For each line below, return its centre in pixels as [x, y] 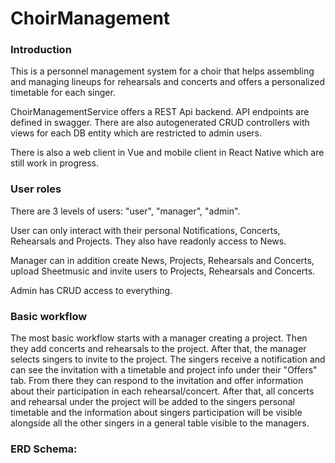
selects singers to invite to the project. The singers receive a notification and [168, 359]
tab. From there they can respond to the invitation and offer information [157, 381]
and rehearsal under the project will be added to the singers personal [153, 402]
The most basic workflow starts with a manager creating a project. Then [159, 338]
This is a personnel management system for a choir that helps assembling [162, 71]
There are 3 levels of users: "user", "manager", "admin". [125, 211]
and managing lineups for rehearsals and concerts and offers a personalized [168, 82]
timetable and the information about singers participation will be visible [156, 413]
